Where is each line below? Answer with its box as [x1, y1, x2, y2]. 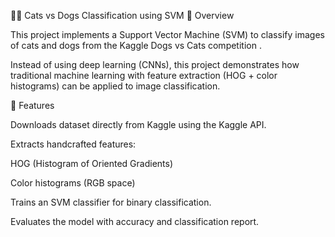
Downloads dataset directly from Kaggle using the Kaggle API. [10, 119, 267, 130]
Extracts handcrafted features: [10, 138, 137, 150]
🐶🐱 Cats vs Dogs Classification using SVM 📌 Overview [10, 10, 235, 21]
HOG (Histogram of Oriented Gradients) [10, 158, 174, 169]
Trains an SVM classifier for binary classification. [10, 196, 212, 208]
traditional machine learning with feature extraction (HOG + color [10, 70, 278, 81]
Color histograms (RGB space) [10, 177, 136, 189]
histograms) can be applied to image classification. [10, 80, 221, 92]
